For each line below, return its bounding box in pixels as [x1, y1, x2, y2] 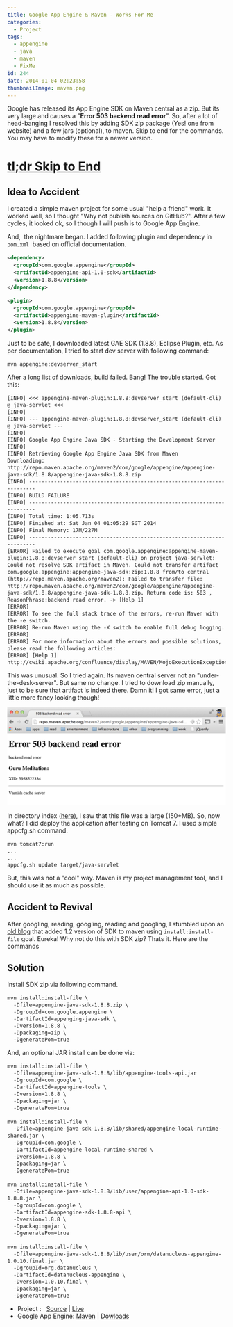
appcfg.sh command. [7, 826, 68, 835]
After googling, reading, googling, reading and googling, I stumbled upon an [7, 919, 224, 928]
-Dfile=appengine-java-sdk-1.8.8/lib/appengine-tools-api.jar [13, 1070, 197, 1077]
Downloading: [7, 458, 45, 465]
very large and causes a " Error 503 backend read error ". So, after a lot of [7, 112, 218, 120]
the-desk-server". [7, 679, 58, 687]
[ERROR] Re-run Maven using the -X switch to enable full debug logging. [7, 625, 225, 632]
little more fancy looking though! [7, 693, 100, 702]
